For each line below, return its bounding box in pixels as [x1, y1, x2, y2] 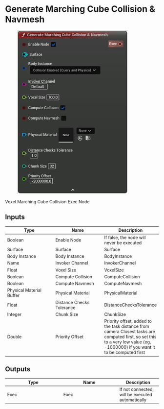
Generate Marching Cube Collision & [5, 3, 155, 15]
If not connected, [119, 386, 154, 392]
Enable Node [55, 237, 82, 243]
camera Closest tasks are [104, 329, 155, 334]
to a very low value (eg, [104, 339, 151, 345]
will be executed [119, 392, 152, 398]
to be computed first [104, 349, 145, 355]
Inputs [5, 213, 25, 221]
